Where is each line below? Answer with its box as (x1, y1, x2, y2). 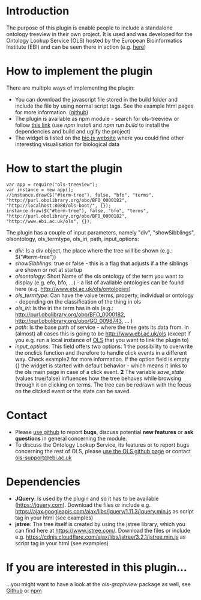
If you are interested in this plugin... (6, 560, 187, 574)
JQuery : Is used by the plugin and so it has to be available (14, 495, 159, 502)
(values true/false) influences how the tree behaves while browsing (14, 375, 182, 382)
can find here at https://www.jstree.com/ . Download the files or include (14, 527, 191, 534)
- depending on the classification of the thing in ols (14, 298, 142, 305)
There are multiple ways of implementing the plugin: (6, 84, 135, 91)
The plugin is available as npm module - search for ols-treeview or (14, 115, 179, 122)
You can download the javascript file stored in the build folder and (14, 96, 178, 103)
